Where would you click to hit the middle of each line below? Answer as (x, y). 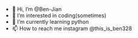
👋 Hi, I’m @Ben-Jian (37, 9)
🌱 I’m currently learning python (50, 22)
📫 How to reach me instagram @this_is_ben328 (72, 28)
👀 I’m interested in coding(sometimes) (59, 15)
